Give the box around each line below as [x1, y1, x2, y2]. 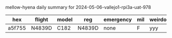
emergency [103, 16, 132, 23]
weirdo [149, 16, 167, 23]
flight [35, 16, 49, 23]
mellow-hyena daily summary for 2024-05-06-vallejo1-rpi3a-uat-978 [5, 4, 151, 10]
